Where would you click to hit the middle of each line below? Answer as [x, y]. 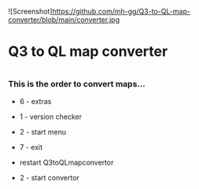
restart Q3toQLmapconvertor [66, 162]
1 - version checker [51, 117]
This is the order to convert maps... [77, 84]
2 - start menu [43, 132]
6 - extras [35, 101]
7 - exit [31, 147]
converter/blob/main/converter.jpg [64, 20]
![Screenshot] [30, 11]
